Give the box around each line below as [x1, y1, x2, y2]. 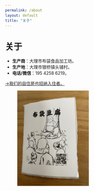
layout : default [5, 13, 38, 18]
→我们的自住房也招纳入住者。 [5, 81, 65, 87]
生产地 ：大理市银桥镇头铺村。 [12, 64, 72, 70]
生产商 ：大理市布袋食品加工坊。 [12, 58, 76, 64]
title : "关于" [5, 18, 33, 23]
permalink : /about [5, 8, 42, 13]
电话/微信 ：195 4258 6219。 [12, 70, 69, 76]
